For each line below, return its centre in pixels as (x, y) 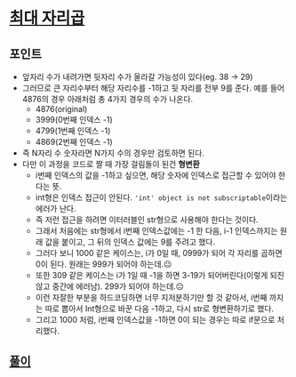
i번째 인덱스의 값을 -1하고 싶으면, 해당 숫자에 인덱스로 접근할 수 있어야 (156, 175)
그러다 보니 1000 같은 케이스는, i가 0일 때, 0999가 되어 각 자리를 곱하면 (159, 253)
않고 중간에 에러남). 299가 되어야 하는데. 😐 (110, 286)
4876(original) (61, 109)
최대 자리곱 (47, 18)
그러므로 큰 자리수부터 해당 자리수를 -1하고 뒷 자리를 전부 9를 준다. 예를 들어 (153, 88)
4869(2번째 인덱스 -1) (74, 142)
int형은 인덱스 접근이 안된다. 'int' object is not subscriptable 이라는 (161, 197)
